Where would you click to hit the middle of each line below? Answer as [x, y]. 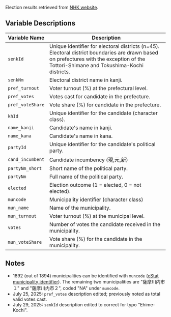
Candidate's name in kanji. [81, 128]
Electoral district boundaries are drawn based [104, 52]
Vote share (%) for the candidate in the [96, 239]
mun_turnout [22, 216]
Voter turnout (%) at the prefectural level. [98, 88]
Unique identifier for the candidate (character [103, 113]
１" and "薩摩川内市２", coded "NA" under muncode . [66, 288]
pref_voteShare [26, 105]
